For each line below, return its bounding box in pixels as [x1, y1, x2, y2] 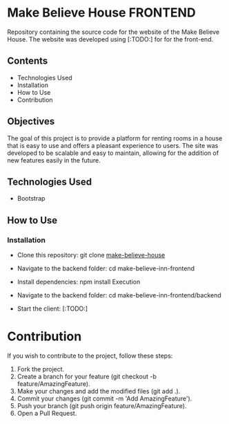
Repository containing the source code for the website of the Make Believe [7, 28, 219, 36]
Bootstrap [17, 194, 46, 203]
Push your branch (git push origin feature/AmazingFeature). [17, 402, 187, 409]
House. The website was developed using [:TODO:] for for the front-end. [7, 35, 214, 43]
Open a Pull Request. [17, 409, 77, 417]
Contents [7, 55, 48, 67]
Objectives [7, 116, 55, 127]
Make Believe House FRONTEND [7, 5, 196, 21]
